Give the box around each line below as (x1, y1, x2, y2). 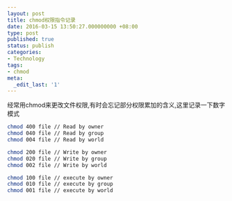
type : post (7, 29, 39, 37)
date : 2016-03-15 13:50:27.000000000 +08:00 (7, 23, 138, 30)
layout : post (7, 10, 45, 17)
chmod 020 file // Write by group (7, 155, 108, 162)
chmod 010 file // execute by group (7, 181, 113, 188)
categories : (7, 49, 42, 56)
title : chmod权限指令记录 (7, 17, 76, 24)
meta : (7, 74, 23, 82)
